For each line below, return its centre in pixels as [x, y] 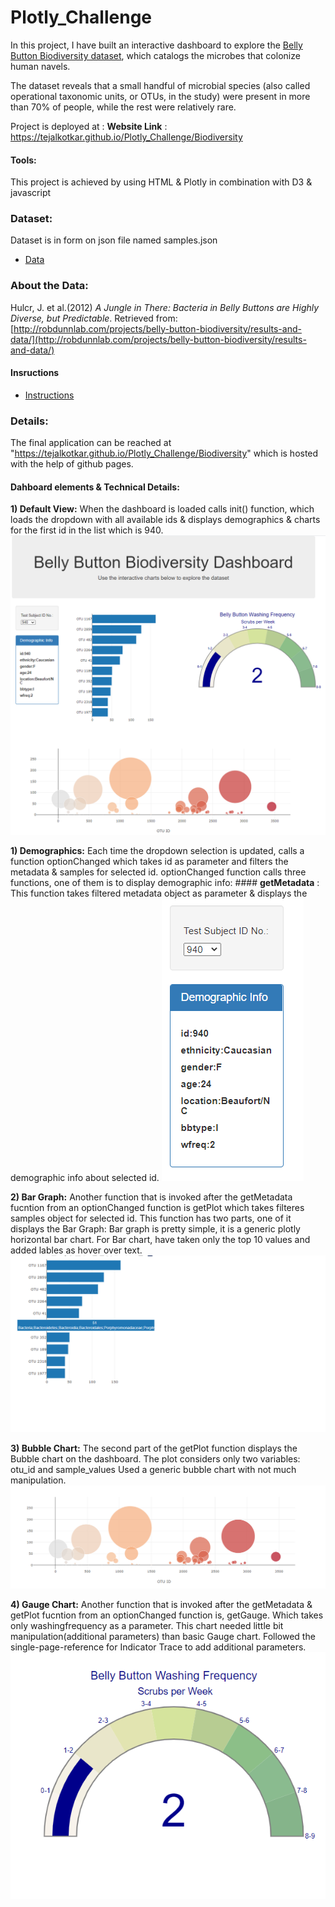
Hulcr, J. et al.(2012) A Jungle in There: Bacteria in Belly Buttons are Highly [165, 307]
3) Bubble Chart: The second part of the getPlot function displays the [154, 1448]
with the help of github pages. [72, 464]
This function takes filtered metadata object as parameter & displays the [159, 893]
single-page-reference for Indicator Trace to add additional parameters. [158, 1647]
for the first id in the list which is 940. [87, 530]
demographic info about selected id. [85, 1177]
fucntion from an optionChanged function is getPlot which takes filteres [157, 1207]
